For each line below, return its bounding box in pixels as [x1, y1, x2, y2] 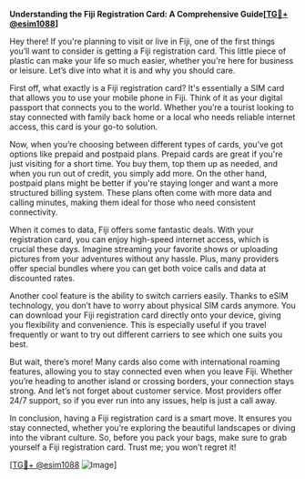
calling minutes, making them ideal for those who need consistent [9, 197, 257, 208]
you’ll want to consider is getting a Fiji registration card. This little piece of [9, 46, 287, 56]
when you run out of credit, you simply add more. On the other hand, [9, 168, 267, 178]
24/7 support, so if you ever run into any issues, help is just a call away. [9, 395, 278, 405]
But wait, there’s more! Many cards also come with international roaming [9, 356, 280, 367]
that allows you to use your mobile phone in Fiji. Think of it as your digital [9, 92, 283, 103]
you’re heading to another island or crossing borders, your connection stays [9, 376, 294, 386]
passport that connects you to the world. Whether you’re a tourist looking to [9, 102, 294, 113]
